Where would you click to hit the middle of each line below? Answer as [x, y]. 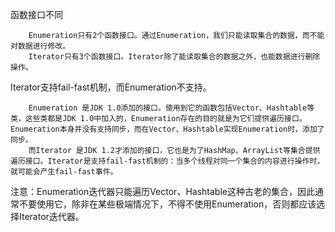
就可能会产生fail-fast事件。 [64, 172]
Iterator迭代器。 [51, 216]
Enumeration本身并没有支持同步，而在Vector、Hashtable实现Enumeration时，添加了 [167, 129]
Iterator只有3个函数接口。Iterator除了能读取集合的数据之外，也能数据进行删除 [174, 57]
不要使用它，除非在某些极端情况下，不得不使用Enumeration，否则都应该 [167, 204]
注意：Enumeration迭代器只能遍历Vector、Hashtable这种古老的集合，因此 [162, 191]
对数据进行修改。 [40, 46]
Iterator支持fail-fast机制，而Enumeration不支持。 [111, 87]
